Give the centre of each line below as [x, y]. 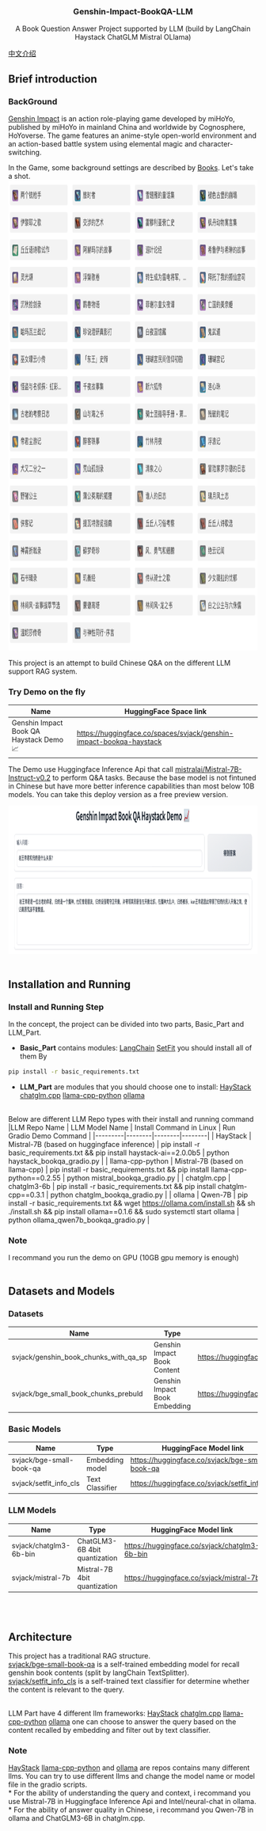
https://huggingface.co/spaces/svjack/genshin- [155, 733]
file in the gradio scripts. [48, 1785]
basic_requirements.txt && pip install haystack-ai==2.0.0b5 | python [119, 1153]
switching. [25, 152]
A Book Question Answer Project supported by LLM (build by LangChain [133, 28]
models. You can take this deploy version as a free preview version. [118, 794]
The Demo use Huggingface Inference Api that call [91, 769]
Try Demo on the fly [47, 692]
